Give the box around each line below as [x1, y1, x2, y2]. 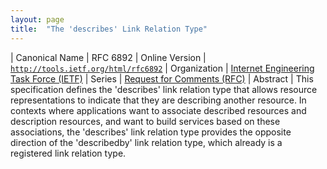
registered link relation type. [10, 147, 127, 159]
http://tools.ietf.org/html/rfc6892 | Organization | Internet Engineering [10, 62, 315, 74]
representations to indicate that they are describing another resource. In [10, 94, 307, 106]
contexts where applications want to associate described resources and [10, 104, 307, 116]
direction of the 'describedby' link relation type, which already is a [10, 136, 283, 148]
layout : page [10, 14, 65, 25]
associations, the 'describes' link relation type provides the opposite [10, 126, 292, 138]
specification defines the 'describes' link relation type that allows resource [10, 83, 318, 95]
